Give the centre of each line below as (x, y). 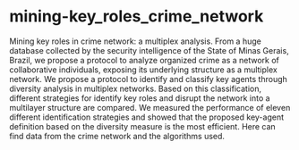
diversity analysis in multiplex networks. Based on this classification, (136, 88)
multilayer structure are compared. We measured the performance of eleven (150, 107)
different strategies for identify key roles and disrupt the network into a (140, 98)
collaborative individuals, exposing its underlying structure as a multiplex (143, 70)
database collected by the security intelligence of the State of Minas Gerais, (149, 50)
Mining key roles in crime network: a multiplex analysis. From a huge (135, 41)
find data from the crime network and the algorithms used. (117, 136)
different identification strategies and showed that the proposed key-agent (147, 117)
